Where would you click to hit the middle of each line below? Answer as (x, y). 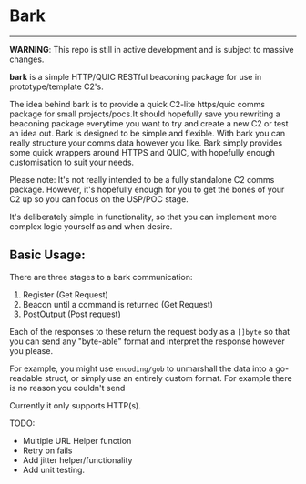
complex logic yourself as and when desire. (91, 226)
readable (26, 378)
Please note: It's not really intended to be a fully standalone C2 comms (142, 179)
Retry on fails (47, 450)
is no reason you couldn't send (67, 388)
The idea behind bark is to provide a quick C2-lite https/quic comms (138, 104)
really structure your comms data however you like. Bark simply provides (146, 143)
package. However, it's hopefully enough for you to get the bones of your (147, 189)
